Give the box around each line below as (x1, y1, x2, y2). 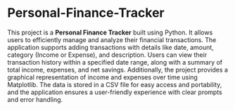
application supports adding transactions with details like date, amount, (7, 43, 215, 51)
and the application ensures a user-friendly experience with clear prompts (7, 88, 223, 96)
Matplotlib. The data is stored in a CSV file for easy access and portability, (7, 80, 222, 89)
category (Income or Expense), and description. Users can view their (7, 51, 208, 59)
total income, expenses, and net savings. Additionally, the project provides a (7, 65, 229, 74)
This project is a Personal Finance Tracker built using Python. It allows (7, 28, 213, 37)
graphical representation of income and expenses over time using (7, 72, 198, 81)
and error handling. (7, 95, 63, 103)
